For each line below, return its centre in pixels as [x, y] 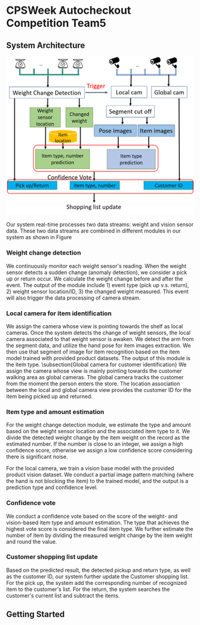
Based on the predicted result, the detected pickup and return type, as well [99, 570]
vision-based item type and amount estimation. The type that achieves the [98, 523]
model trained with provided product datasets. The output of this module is [99, 358]
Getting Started [36, 615]
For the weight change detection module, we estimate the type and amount [99, 425]
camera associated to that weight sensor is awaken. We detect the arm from [100, 339]
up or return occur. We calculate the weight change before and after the [95, 279]
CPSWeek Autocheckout [69, 10]
